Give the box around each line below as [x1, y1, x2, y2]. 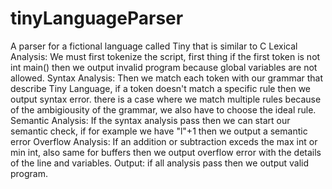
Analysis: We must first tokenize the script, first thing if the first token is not [10, 50, 321, 62]
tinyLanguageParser [10, 7, 184, 30]
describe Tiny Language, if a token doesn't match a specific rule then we [10, 82, 312, 94]
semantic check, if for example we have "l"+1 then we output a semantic [10, 125, 308, 137]
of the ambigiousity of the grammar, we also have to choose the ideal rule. [10, 103, 317, 116]
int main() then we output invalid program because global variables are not [10, 61, 318, 73]
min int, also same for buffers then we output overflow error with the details [10, 146, 322, 158]
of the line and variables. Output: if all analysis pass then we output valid [10, 157, 310, 169]
